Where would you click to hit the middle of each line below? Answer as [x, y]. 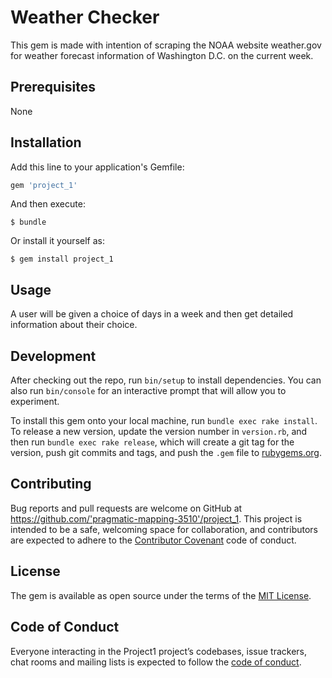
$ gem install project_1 [62, 259]
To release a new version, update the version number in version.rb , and [159, 432]
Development [53, 356]
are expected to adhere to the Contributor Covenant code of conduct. [153, 540]
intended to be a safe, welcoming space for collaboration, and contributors [164, 529]
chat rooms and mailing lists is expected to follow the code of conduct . [156, 662]
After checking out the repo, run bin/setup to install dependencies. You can [166, 380]
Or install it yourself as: [57, 241]
